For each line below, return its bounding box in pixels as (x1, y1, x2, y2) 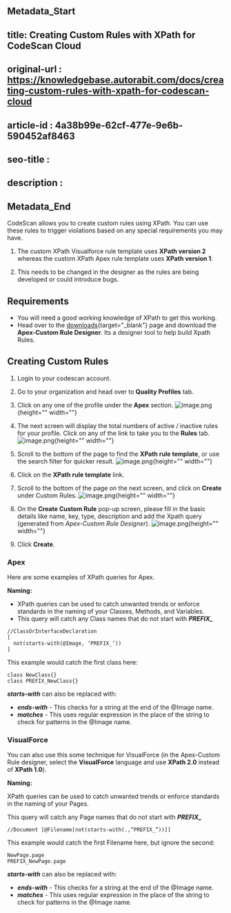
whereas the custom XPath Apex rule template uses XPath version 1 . (17, 255, 214, 263)
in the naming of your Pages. (7, 800, 90, 808)
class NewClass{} (7, 672, 57, 679)
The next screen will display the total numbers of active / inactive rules (17, 421, 219, 430)
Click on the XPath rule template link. (17, 470, 125, 479)
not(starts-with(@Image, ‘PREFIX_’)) (13, 640, 122, 647)
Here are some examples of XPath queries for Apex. (7, 573, 155, 582)
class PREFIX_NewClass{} (7, 678, 79, 685)
